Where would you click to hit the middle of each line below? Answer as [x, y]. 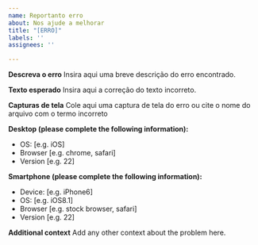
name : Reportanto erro [46, 15]
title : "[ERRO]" [35, 30]
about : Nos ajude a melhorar [56, 23]
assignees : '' [32, 45]
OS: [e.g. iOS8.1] [46, 201]
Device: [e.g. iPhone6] [56, 192]
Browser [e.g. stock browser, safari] [78, 209]
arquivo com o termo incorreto [58, 114]
